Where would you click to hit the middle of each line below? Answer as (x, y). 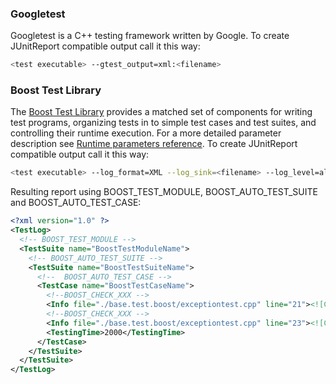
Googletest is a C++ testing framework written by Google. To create (150, 36)
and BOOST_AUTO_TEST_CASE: (76, 203)
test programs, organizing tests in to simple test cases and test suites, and (163, 123)
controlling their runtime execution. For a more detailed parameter (146, 133)
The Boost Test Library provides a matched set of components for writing (161, 112)
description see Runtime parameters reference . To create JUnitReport (154, 144)
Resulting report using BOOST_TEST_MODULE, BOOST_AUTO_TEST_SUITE (164, 192)
